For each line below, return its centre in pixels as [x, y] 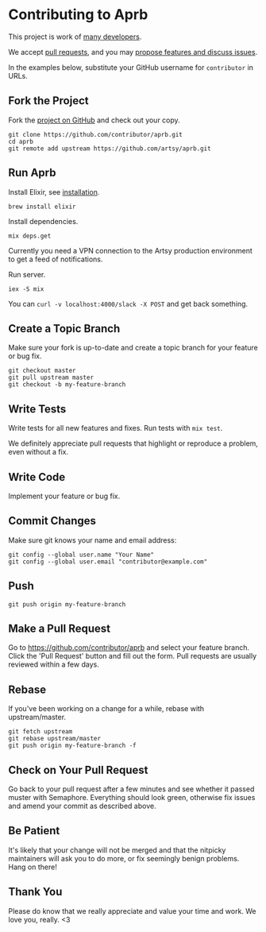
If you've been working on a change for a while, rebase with [106, 709]
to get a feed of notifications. [56, 259]
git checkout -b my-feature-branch [67, 385]
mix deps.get [30, 236]
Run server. [27, 274]
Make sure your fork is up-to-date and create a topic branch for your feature [133, 348]
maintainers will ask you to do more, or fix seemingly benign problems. [124, 858]
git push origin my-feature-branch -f [72, 746]
